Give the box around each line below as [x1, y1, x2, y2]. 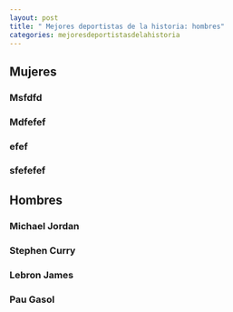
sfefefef [9, 165, 46, 177]
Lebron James [9, 268, 74, 281]
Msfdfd [9, 91, 43, 104]
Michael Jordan [9, 219, 80, 232]
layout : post [9, 13, 59, 23]
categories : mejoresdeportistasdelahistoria [9, 30, 180, 39]
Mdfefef [9, 116, 46, 128]
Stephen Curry [9, 244, 76, 257]
